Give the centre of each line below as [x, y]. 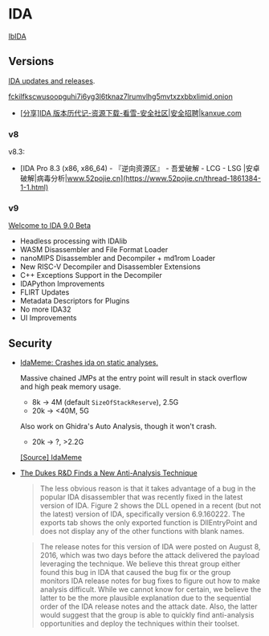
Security [30, 343]
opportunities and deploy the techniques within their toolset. [139, 624]
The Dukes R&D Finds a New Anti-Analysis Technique [109, 473]
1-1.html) [34, 188]
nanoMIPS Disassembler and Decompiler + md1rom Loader [118, 259]
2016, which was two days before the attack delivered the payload [149, 556]
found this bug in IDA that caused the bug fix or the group [135, 573]
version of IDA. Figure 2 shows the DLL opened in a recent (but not [151, 506]
